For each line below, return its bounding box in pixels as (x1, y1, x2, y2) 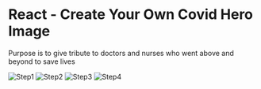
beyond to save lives (8, 57, 75, 66)
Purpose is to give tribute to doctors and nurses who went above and (8, 48, 234, 57)
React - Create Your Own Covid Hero (8, 6, 254, 24)
